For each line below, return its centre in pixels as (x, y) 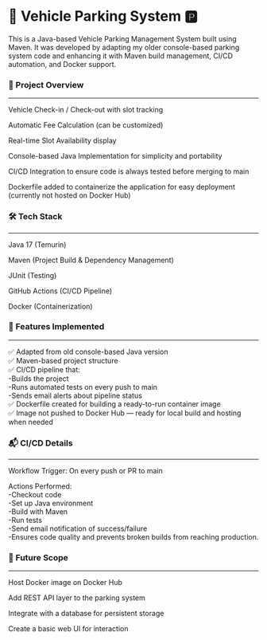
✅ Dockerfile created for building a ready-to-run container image (114, 404)
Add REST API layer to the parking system (77, 598)
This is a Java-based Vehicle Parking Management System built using (122, 38)
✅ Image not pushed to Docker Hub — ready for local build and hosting (125, 413)
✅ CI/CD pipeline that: (44, 369)
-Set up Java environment (51, 503)
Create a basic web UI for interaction (68, 629)
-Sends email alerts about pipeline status (75, 395)
